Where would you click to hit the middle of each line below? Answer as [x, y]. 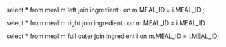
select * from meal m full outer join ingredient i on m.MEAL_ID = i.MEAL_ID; [113, 36]
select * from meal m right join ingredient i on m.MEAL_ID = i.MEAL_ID [106, 23]
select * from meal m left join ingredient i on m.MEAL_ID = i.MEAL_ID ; [105, 10]
